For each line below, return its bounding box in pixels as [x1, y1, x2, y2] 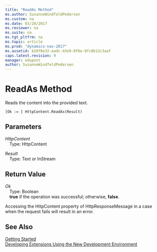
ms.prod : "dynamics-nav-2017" [5, 44, 67, 49]
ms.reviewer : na [5, 26, 38, 31]
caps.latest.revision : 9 [5, 53, 56, 58]
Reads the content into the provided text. [5, 100, 88, 106]
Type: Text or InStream [9, 156, 56, 162]
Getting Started [5, 236, 36, 242]
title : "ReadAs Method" [5, 7, 54, 12]
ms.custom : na [5, 16, 34, 21]
